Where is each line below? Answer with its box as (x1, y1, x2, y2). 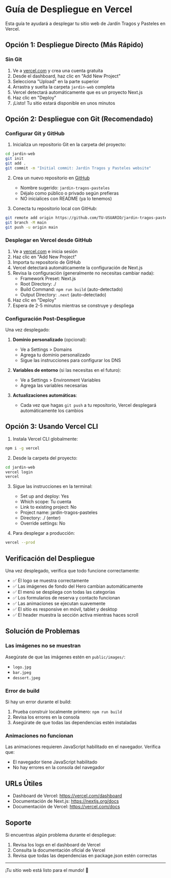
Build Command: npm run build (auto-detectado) (20, 286, 123, 292)
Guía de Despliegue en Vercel (5, 4, 132, 15)
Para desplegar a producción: (12, 530, 75, 536)
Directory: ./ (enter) (20, 515, 61, 521)
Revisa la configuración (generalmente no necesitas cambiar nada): (12, 270, 155, 276)
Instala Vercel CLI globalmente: (12, 435, 78, 442)
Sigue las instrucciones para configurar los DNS (20, 358, 121, 364)
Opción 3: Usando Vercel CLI (5, 422, 98, 431)
